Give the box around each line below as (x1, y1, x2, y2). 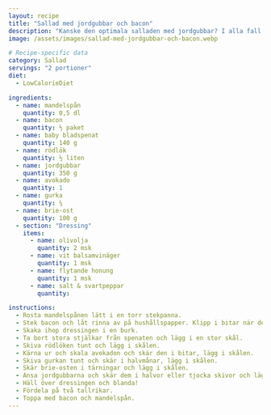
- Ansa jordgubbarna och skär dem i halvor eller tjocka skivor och (15, 371, 251, 380)
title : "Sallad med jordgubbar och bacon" (8, 19, 153, 28)
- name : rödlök (15, 146, 67, 155)
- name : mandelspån (15, 101, 81, 109)
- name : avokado (15, 176, 70, 184)
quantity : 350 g (23, 169, 78, 177)
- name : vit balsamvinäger (29, 252, 121, 260)
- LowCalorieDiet (15, 78, 74, 87)
